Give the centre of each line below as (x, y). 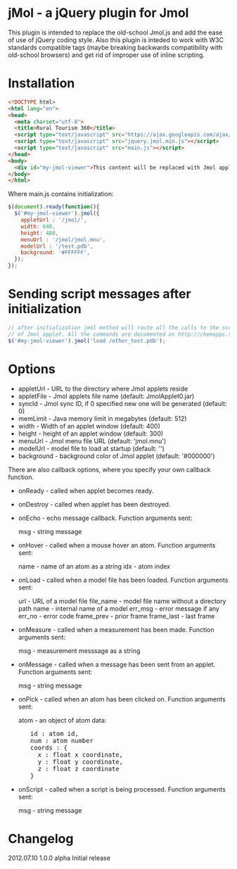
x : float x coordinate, (81, 755)
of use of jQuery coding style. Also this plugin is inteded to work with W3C (116, 39)
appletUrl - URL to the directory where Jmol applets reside (103, 388)
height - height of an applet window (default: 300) (91, 433)
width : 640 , (38, 227)
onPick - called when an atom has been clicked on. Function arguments (122, 699)
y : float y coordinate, (81, 762)
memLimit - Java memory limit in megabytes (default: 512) (102, 418)
